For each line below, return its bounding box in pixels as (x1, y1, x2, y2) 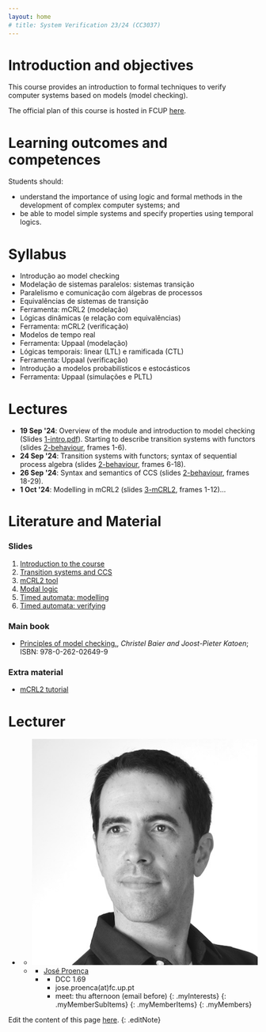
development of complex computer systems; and (19, 200, 180, 210)
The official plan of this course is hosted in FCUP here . (8, 106, 187, 116)
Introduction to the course (19, 559, 105, 568)
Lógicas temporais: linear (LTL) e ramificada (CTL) (19, 347, 184, 356)
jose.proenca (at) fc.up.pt (55, 982, 135, 992)
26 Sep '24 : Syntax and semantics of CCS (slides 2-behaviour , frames (19, 468, 249, 478)
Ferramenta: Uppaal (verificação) (19, 355, 128, 365)
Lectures (8, 400, 68, 418)
